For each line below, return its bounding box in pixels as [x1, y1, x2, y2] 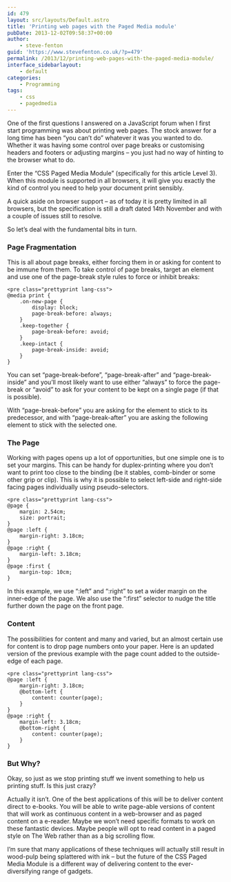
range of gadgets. [42, 867, 93, 876]
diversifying [7, 867, 41, 876]
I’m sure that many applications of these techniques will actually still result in [7, 845, 225, 854]
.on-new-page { [19, 298, 63, 305]
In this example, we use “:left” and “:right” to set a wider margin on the [7, 587, 208, 595]
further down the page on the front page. [7, 602, 124, 610]
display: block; [32, 305, 79, 311]
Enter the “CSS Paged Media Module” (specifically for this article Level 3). [7, 169, 217, 177]
